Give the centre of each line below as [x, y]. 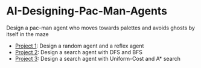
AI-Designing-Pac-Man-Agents [87, 11]
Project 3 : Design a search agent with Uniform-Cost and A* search [98, 58]
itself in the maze [28, 34]
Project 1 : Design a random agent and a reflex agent [79, 46]
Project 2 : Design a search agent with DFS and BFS [79, 52]
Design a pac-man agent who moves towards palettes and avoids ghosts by [101, 28]
